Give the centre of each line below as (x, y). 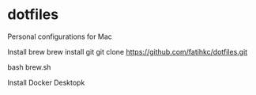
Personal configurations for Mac (60, 36)
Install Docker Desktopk (46, 82)
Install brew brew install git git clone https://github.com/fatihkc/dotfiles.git (128, 51)
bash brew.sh (29, 67)
